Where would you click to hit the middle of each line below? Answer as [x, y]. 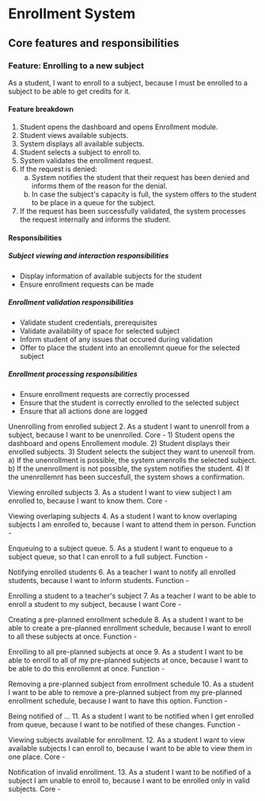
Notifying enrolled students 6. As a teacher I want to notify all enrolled [122, 572]
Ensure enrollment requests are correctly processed [104, 394]
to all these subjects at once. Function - [72, 636]
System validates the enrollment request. [86, 161]
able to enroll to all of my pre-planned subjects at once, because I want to [129, 660]
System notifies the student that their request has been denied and [140, 177]
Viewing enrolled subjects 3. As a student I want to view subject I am [120, 492]
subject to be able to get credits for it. [70, 91]
